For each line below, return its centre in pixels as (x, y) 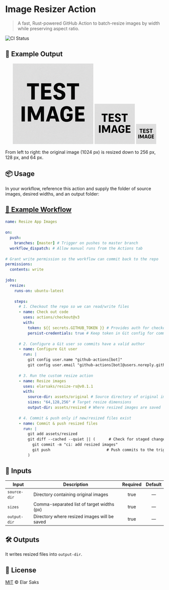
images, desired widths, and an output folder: (52, 194)
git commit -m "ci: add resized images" (75, 445)
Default (154, 484)
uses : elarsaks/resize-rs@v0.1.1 (58, 386)
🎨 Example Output (34, 54)
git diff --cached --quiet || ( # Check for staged (89, 439)
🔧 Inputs (18, 471)
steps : (21, 301)
